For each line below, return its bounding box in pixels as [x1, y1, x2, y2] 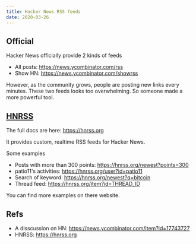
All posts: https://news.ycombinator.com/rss [14, 64, 124, 71]
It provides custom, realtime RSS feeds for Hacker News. [6, 138, 146, 145]
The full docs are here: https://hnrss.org [6, 127, 104, 134]
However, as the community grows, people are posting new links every [6, 81, 179, 88]
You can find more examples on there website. [6, 192, 120, 199]
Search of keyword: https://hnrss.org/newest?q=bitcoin [14, 174, 151, 181]
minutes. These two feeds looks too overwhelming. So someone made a [6, 87, 183, 95]
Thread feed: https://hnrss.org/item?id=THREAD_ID [14, 180, 141, 188]
